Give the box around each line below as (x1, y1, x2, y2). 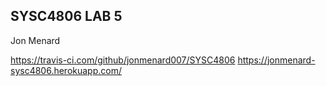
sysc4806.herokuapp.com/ (10, 64, 123, 76)
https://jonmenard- (237, 54, 316, 66)
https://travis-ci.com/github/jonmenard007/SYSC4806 (10, 54, 236, 66)
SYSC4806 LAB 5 (10, 8, 123, 25)
